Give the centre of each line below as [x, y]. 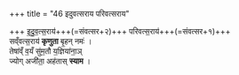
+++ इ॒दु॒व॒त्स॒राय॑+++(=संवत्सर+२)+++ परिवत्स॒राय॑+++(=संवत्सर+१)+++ [120, 31]
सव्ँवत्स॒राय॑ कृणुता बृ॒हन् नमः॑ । [51, 41]
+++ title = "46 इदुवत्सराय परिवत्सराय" [70, 14]
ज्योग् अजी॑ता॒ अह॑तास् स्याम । [50, 61]
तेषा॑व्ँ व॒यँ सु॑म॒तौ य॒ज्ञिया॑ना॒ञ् [46, 51]
